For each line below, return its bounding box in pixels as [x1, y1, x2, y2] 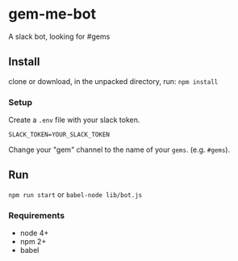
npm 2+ [19, 237, 47, 246]
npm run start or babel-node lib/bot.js [8, 189, 143, 199]
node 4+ [19, 228, 49, 238]
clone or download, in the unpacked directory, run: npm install [8, 76, 219, 86]
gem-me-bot [8, 5, 97, 23]
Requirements [8, 209, 65, 221]
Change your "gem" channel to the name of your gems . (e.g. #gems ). [8, 145, 231, 154]
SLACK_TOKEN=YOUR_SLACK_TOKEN [8, 131, 111, 139]
